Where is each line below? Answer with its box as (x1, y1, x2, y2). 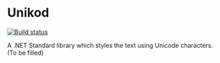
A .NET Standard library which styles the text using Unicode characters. (7, 41, 214, 49)
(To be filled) (7, 48, 44, 57)
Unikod (7, 5, 49, 21)
